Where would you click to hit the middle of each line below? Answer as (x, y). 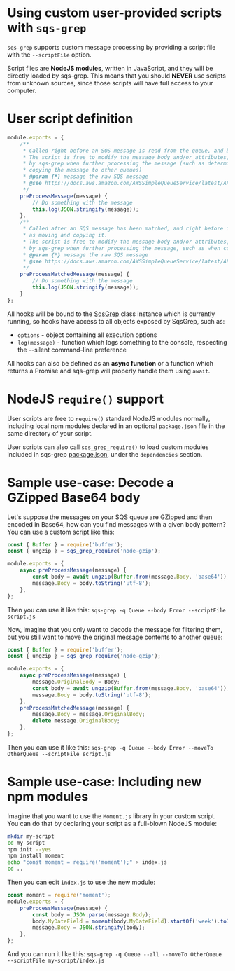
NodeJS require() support (86, 399)
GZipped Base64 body (74, 497)
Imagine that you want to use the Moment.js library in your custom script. (112, 816)
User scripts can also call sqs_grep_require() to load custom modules (108, 447)
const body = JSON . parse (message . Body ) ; (92, 915)
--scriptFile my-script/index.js (56, 961)
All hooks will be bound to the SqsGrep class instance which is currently (111, 314)
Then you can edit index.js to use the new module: (81, 882)
